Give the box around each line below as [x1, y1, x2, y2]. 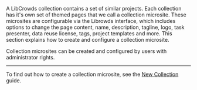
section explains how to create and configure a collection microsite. [6, 36, 169, 43]
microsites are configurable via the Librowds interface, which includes [6, 18, 176, 24]
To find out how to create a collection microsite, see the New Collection [6, 71, 179, 78]
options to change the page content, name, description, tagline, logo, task [6, 24, 185, 31]
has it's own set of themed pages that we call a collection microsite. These [6, 11, 186, 18]
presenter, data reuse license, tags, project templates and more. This [6, 30, 172, 37]
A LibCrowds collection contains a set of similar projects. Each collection [6, 5, 182, 12]
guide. [6, 77, 22, 84]
